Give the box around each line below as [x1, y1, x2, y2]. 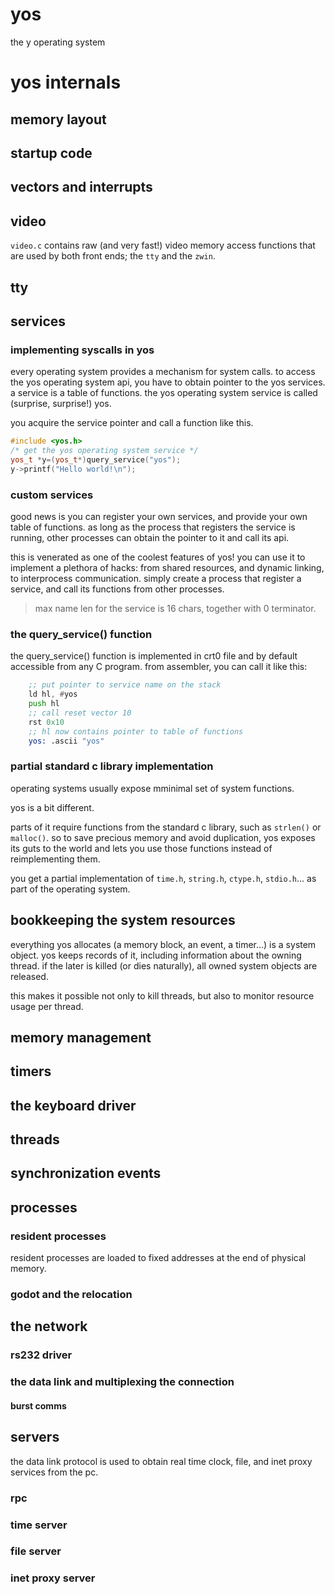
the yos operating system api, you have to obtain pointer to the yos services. [10, 376, 326, 388]
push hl [28, 699, 60, 709]
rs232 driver [10, 1348, 73, 1362]
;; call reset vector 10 [28, 708, 132, 718]
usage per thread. [10, 1000, 84, 1012]
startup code [10, 144, 93, 162]
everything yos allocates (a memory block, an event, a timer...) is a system [10, 938, 317, 950]
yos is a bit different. [10, 801, 95, 813]
